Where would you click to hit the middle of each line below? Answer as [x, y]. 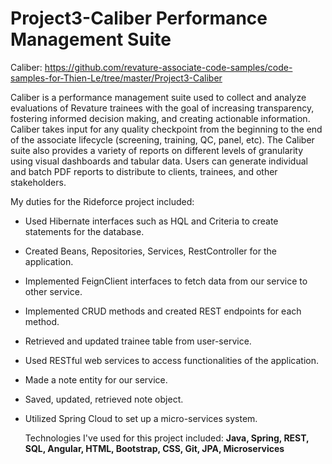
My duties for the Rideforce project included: [102, 201]
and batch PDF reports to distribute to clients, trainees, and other [144, 171]
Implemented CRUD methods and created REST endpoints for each [163, 311]
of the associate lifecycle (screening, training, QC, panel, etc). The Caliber [162, 139]
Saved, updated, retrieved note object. [104, 399]
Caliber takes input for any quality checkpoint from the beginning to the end [166, 129]
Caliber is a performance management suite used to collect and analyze [158, 97]
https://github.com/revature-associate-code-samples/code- [168, 67]
